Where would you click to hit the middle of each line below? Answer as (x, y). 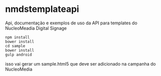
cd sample (15, 46)
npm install (17, 37)
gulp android (19, 55)
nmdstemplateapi (42, 9)
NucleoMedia (19, 69)
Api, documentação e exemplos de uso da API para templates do (71, 23)
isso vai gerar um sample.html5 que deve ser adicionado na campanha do (80, 64)
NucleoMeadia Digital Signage (36, 28)
